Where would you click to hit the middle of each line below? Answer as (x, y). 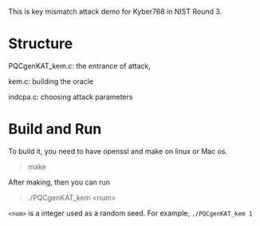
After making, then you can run (59, 182)
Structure (41, 44)
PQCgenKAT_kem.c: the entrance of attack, (80, 65)
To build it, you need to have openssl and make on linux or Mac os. (118, 151)
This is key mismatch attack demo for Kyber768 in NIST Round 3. (115, 12)
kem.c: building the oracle (51, 81)
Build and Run (55, 129)
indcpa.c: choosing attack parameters (71, 97)
